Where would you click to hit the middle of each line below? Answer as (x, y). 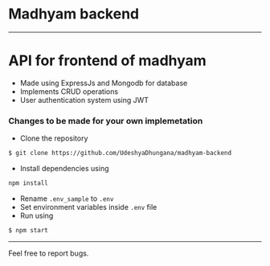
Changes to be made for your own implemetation (106, 121)
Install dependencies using (64, 169)
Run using (37, 215)
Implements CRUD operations (69, 91)
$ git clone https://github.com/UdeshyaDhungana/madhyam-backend (120, 153)
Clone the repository (54, 138)
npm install (28, 183)
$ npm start (28, 230)
